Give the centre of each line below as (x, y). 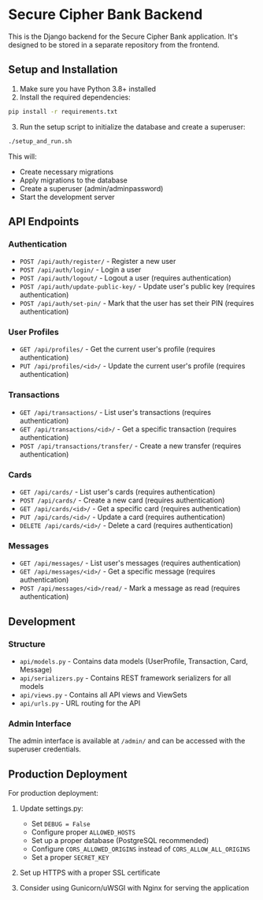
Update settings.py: (52, 808)
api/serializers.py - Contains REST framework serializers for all (125, 678)
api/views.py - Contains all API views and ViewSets (103, 695)
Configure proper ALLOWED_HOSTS (83, 832)
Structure (27, 644)
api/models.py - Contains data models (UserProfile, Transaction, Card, (133, 661)
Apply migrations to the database (73, 180)
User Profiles (33, 332)
